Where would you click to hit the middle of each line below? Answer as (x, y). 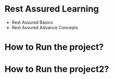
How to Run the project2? (57, 69)
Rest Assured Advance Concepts (45, 27)
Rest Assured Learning (52, 9)
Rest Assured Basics (32, 22)
